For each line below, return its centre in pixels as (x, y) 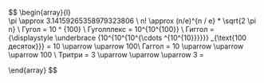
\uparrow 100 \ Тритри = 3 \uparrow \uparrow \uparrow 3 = (106, 55)
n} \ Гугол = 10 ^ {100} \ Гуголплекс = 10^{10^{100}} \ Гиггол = (112, 29)
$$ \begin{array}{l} (40, 12)
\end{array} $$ (33, 70)
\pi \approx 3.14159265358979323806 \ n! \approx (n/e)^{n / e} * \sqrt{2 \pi (132, 21)
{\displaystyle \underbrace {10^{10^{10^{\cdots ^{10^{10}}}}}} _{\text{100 (128, 38)
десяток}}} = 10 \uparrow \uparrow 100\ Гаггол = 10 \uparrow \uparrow (126, 46)
